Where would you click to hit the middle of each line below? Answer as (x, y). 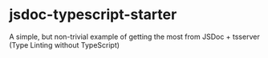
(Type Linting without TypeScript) (64, 44)
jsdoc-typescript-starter (93, 15)
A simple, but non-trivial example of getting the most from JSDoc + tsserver (134, 37)
